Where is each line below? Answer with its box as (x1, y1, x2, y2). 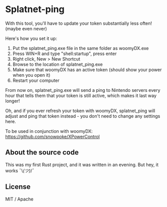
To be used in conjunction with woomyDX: (5, 128, 93, 134)
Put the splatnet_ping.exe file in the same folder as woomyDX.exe (12, 45, 149, 51)
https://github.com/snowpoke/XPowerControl (5, 133, 100, 139)
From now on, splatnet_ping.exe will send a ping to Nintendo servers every (5, 87, 160, 93)
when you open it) (12, 72, 50, 78)
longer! (5, 97, 20, 104)
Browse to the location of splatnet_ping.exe (12, 61, 103, 67)
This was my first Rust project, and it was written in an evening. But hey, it (5, 162, 159, 168)
